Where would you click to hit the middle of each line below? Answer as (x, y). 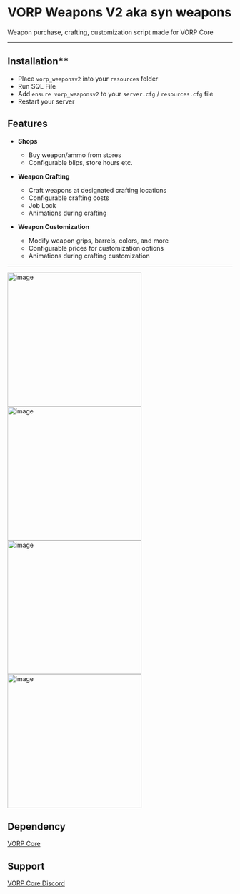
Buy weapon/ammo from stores (75, 155)
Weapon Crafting (44, 176)
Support (26, 866)
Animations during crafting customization (89, 256)
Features (27, 124)
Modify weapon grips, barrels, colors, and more (99, 241)
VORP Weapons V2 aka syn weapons (120, 12)
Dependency (36, 827)
